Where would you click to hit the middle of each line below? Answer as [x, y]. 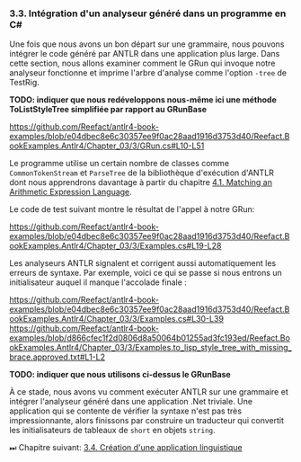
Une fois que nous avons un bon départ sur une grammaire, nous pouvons [147, 44]
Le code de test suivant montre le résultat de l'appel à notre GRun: [132, 209]
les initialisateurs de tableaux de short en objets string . [112, 431]
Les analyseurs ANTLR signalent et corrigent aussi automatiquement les [143, 263]
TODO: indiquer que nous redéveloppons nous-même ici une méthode [143, 100]
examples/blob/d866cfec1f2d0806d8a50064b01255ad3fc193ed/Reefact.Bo [150, 338]
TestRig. [25, 83]
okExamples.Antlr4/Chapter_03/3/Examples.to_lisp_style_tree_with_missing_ [150, 348]
